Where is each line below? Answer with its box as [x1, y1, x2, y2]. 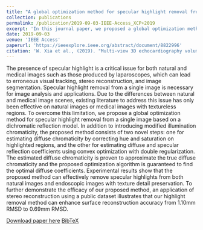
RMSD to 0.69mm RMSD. [6, 205, 68, 213]
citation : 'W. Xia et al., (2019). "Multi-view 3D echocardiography [6, 48, 182, 54]
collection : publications [6, 14, 71, 20]
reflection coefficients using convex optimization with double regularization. [6, 148, 195, 155]
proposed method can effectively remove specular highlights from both [6, 173, 184, 181]
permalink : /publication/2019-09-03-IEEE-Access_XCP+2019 [6, 20, 155, 26]
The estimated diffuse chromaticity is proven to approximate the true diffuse [6, 154, 196, 161]
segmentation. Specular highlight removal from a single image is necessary [6, 84, 193, 91]
